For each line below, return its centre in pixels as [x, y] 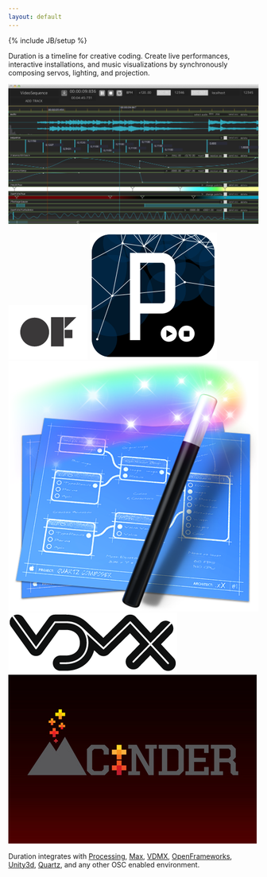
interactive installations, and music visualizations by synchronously [118, 64]
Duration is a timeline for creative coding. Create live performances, [119, 56]
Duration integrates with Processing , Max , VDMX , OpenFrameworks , [120, 856]
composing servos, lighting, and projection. [79, 72]
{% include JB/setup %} [48, 41]
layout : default [35, 17]
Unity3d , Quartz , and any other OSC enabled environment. [104, 864]
